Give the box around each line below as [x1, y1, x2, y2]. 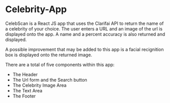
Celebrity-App [5, 4, 67, 15]
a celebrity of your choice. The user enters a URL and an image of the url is [5, 25, 163, 31]
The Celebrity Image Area [12, 82, 67, 88]
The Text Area [12, 87, 43, 93]
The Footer [12, 93, 36, 99]
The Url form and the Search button [12, 77, 87, 83]
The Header [12, 71, 38, 77]
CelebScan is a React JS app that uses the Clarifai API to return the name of [5, 20, 164, 26]
